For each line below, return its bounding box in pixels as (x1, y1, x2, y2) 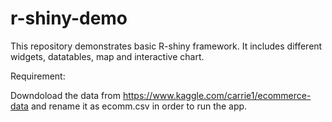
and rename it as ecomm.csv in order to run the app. (30, 100, 248, 112)
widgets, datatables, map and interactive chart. (10, 50, 205, 62)
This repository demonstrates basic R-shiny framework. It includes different (10, 40, 323, 52)
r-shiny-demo (10, 7, 128, 30)
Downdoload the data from (10, 89, 121, 101)
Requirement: (10, 70, 66, 82)
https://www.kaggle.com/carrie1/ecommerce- (122, 89, 312, 101)
